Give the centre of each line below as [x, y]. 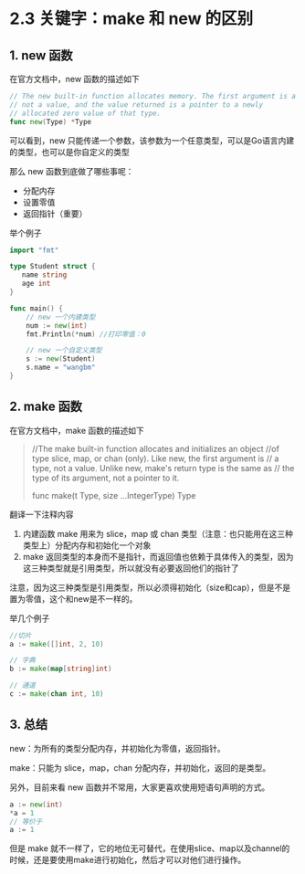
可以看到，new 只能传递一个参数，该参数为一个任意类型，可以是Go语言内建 [152, 140]
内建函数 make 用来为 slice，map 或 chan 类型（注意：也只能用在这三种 [158, 533]
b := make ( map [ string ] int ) [61, 669]
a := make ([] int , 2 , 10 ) [57, 644]
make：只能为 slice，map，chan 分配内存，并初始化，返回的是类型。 [140, 767]
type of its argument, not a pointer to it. [105, 478]
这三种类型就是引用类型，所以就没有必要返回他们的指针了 [131, 568]
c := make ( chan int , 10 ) [57, 694]
